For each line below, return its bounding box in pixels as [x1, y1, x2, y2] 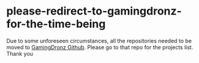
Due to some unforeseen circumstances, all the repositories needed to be [6, 37, 192, 44]
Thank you [6, 50, 34, 57]
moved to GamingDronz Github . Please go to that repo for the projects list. [6, 44, 193, 51]
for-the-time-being [6, 17, 106, 31]
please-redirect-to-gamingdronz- [6, 4, 182, 18]
